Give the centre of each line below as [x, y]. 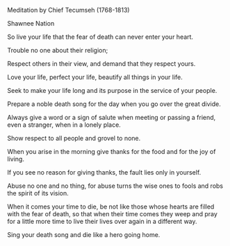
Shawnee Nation [31, 23]
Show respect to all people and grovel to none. [74, 138]
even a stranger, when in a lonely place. [64, 125]
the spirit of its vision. [38, 193]
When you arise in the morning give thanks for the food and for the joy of [112, 151]
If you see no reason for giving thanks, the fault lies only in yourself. [104, 172]
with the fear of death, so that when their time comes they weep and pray [112, 214]
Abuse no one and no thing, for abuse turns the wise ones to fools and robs [115, 186]
